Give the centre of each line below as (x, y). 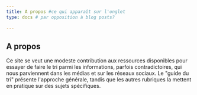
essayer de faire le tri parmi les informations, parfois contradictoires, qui (94, 67)
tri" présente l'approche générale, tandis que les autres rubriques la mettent (99, 80)
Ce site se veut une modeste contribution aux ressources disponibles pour (97, 61)
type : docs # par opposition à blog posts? (61, 17)
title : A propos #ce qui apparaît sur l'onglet (66, 12)
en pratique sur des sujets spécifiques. (54, 86)
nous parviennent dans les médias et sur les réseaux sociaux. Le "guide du (98, 73)
